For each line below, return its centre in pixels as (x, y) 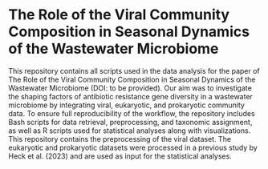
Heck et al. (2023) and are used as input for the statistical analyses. (120, 156)
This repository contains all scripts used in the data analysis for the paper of (134, 70)
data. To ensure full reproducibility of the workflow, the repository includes (132, 113)
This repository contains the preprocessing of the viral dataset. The (120, 139)
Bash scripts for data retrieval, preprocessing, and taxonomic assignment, (130, 122)
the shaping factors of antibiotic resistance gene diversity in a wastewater (130, 96)
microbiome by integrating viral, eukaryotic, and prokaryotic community (126, 105)
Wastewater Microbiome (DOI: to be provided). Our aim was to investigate (130, 88)
